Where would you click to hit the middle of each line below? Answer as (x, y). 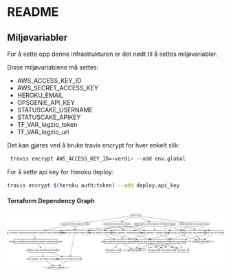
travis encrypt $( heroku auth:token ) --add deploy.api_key (93, 185)
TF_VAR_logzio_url (43, 132)
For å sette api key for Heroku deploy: (60, 172)
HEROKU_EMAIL (40, 95)
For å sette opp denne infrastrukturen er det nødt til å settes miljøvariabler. (112, 54)
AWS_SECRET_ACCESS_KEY (57, 88)
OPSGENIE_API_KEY (46, 103)
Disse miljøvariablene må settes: (53, 67)
